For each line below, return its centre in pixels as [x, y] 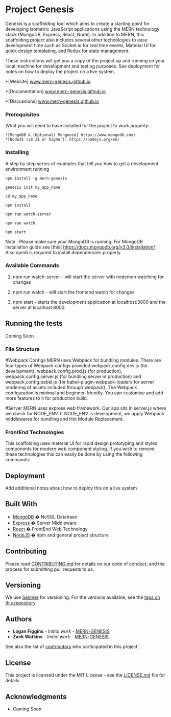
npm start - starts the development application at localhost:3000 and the [89, 302]
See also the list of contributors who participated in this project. [72, 647]
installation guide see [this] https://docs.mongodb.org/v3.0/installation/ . [81, 247]
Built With [21, 504]
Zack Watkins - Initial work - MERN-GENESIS [60, 637]
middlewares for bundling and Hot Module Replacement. [65, 419]
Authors [19, 619]
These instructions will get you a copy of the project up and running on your [85, 60]
